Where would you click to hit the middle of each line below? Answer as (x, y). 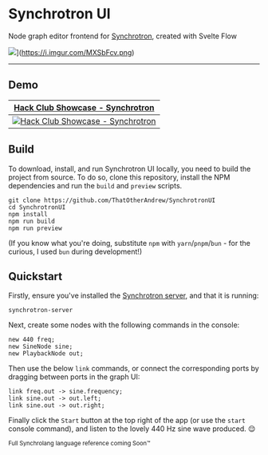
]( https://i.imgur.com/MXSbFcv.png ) (75, 52)
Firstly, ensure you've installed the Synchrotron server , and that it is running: (134, 295)
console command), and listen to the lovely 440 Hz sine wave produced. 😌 (132, 429)
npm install (28, 214)
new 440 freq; (32, 340)
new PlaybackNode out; (46, 354)
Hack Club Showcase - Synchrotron (84, 107)
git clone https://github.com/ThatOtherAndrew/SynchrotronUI (112, 200)
